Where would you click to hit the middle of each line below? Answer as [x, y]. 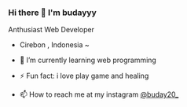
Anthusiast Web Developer [51, 30]
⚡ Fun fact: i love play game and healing [84, 76]
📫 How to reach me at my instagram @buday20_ [99, 94]
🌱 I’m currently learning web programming [88, 60]
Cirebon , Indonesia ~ [55, 45]
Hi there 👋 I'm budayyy [52, 13]
